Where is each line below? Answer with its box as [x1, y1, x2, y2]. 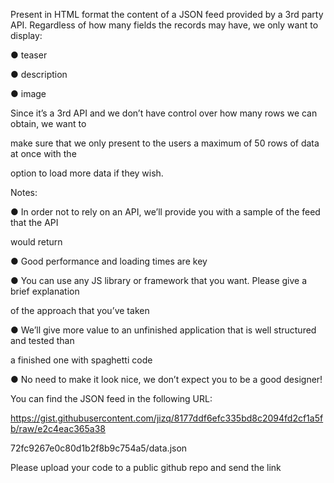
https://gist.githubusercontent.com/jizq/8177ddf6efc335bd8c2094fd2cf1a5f [10, 412, 324, 424]
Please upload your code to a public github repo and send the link [10, 462, 282, 473]
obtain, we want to [10, 118, 87, 129]
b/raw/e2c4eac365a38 [10, 423, 106, 434]
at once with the [10, 148, 77, 159]
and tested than [10, 335, 75, 346]
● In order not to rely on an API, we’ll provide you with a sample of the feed [10, 206, 321, 218]
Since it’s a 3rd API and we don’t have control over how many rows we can [10, 107, 318, 119]
